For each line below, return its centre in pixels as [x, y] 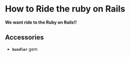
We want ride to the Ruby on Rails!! [41, 22]
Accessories [24, 37]
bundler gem [25, 49]
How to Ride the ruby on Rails [65, 9]
